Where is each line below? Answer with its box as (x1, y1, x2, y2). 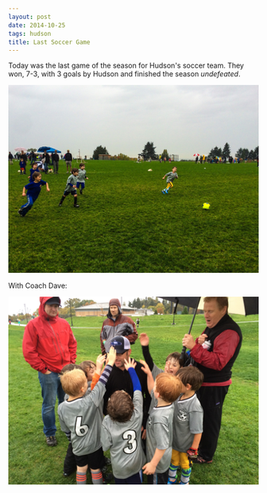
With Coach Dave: (8, 281, 68, 290)
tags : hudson (8, 29, 52, 37)
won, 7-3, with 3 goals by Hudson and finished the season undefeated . (8, 69, 241, 79)
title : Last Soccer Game (8, 38, 91, 46)
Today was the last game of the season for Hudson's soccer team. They (8, 60, 245, 71)
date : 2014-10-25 (8, 21, 66, 29)
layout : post (8, 13, 52, 21)
